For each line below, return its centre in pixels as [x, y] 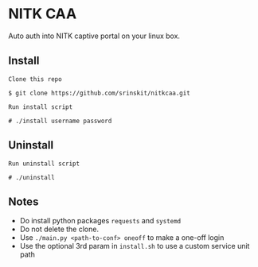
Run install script [41, 107]
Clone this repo [35, 79]
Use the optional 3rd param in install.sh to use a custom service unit [135, 246]
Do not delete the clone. [59, 229]
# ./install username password [60, 121]
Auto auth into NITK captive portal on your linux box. [94, 36]
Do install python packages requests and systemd [100, 221]
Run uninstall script [44, 164]
